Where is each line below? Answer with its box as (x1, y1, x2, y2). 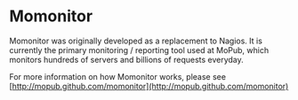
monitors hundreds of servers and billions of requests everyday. (9, 54, 245, 65)
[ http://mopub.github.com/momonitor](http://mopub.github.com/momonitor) (9, 81, 289, 91)
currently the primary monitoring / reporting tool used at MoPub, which (9, 44, 270, 55)
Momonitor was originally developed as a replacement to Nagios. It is (9, 35, 262, 46)
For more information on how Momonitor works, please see (9, 71, 227, 81)
